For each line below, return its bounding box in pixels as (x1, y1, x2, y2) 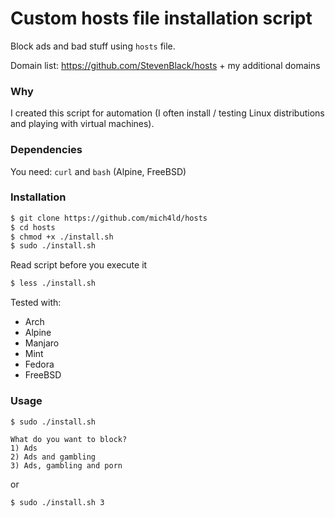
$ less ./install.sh (10, 278, 97, 289)
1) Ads (10, 443, 38, 453)
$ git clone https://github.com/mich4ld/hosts (10, 213, 208, 223)
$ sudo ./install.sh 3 (10, 497, 105, 507)
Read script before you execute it (10, 259, 148, 271)
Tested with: (10, 297, 62, 309)
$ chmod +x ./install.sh (10, 232, 114, 242)
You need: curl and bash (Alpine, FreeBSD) (10, 165, 187, 177)
